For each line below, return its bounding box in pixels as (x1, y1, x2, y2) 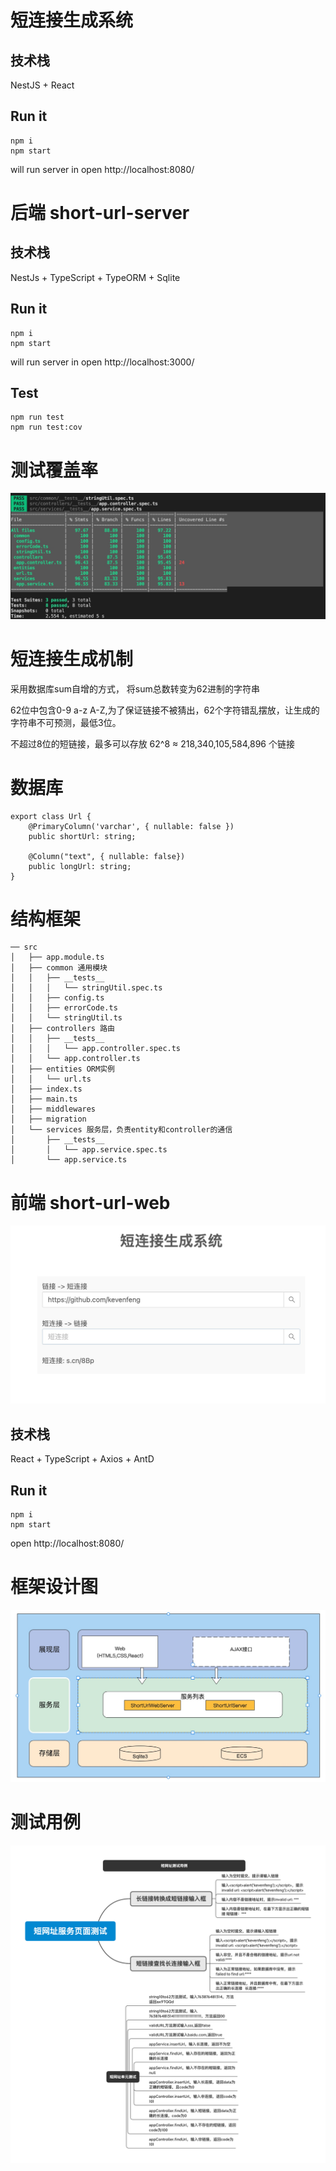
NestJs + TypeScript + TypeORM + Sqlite (10, 271, 181, 283)
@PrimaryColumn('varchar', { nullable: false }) (28, 821, 235, 831)
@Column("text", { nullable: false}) (28, 851, 186, 861)
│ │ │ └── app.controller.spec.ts (10, 1044, 182, 1054)
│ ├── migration (10, 1114, 87, 1125)
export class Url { (10, 811, 92, 821)
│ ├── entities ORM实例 (10, 1064, 115, 1075)
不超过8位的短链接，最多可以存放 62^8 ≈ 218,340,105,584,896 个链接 (10, 737, 295, 750)
